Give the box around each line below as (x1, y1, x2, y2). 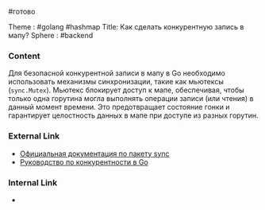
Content (8, 50, 41, 61)
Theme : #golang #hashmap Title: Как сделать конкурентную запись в (8, 22, 244, 31)
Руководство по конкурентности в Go (19, 157, 148, 166)
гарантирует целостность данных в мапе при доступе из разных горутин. (8, 111, 259, 120)
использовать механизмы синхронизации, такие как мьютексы (8, 77, 225, 87)
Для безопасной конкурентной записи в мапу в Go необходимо (8, 68, 226, 78)
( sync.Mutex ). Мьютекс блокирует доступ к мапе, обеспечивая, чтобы (8, 85, 244, 95)
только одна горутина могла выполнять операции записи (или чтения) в (8, 94, 254, 103)
